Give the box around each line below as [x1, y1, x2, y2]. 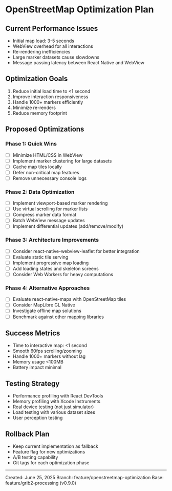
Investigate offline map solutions [12, 307, 82, 314]
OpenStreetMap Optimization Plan [5, 4, 154, 15]
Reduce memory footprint [12, 110, 68, 116]
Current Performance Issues [5, 24, 98, 33]
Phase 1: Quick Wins [5, 140, 57, 148]
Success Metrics [5, 329, 60, 337]
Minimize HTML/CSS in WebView [12, 152, 83, 158]
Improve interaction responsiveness [12, 94, 89, 100]
